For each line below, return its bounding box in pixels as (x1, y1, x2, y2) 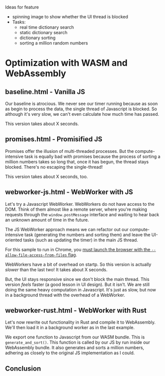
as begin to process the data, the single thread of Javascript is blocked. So (5, 106, 157, 112)
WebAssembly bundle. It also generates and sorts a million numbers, (5, 345, 144, 351)
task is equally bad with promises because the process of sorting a (24, 153, 161, 159)
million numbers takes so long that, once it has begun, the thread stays (5, 158, 149, 165)
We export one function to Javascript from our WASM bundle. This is (5, 334, 145, 340)
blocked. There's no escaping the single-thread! (5, 164, 103, 170)
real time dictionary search (19, 24, 74, 30)
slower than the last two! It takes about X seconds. (5, 267, 107, 273)
